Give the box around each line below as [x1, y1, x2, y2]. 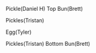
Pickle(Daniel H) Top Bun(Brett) [5, 5, 83, 12]
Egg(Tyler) [5, 28, 32, 36]
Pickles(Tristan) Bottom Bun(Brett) [5, 40, 91, 47]
